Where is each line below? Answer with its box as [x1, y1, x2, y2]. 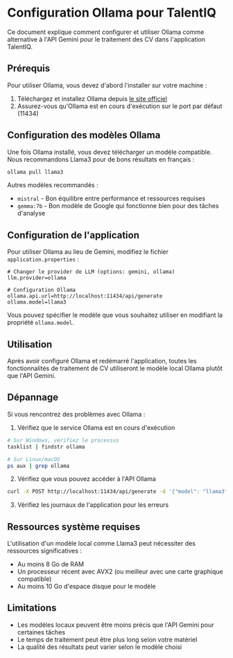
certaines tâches [17, 627, 66, 636]
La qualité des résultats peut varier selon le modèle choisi [17, 643, 182, 651]
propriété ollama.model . [7, 318, 75, 327]
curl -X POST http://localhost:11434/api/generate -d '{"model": [7, 488, 200, 495]
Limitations [7, 602, 57, 614]
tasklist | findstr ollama [7, 443, 85, 450]
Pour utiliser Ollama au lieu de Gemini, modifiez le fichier [7, 248, 169, 256]
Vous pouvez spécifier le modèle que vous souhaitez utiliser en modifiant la [7, 311, 223, 320]
